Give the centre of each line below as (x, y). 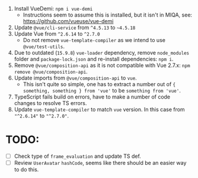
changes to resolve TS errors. (50, 103)
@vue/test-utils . (44, 46)
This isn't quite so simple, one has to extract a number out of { (99, 84)
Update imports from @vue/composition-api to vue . (75, 78)
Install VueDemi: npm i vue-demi (53, 9)
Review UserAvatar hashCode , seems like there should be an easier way (100, 163)
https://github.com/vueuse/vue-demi (68, 21)
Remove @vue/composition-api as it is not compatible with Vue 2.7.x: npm (102, 65)
